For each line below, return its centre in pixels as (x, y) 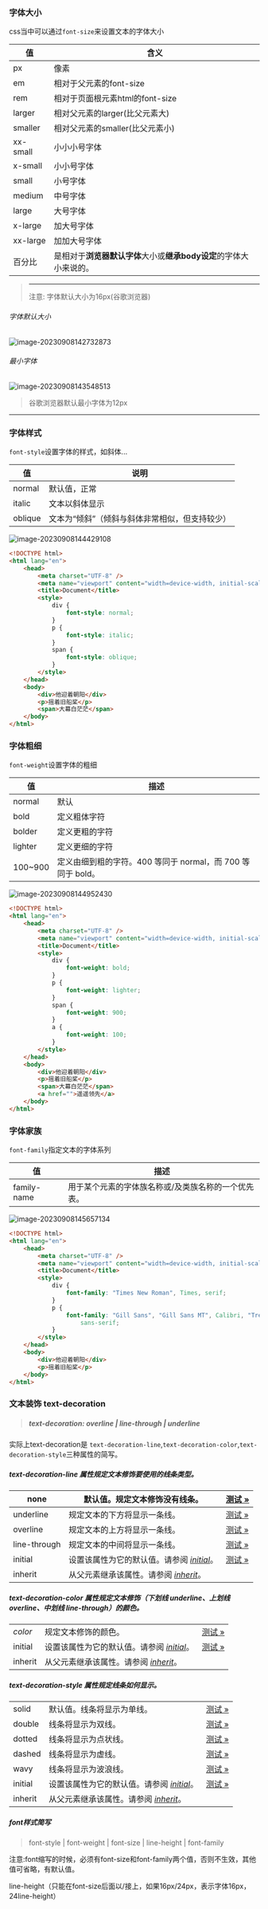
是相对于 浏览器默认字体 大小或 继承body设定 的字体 (147, 256)
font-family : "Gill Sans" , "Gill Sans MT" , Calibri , (155, 1315)
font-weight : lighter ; (103, 990)
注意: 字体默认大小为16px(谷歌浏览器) (89, 297)
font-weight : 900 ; (96, 1012)
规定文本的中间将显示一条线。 (124, 1545)
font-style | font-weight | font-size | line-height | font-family (126, 1843)
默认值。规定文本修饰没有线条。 (143, 1500)
